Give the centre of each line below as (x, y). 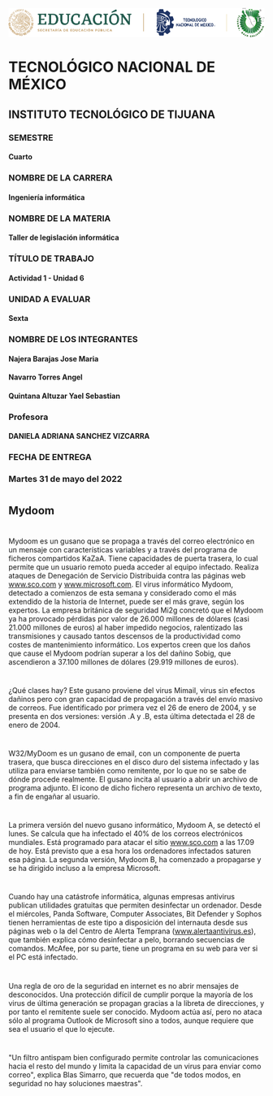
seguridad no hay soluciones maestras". (76, 1083)
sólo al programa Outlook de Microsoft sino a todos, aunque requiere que (131, 1020)
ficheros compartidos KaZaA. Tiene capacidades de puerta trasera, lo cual (133, 558)
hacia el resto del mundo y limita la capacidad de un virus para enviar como (135, 1066)
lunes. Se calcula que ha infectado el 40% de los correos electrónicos (126, 834)
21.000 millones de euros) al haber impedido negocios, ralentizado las (126, 627)
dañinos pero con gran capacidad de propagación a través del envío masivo (136, 699)
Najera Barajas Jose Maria (54, 358)
